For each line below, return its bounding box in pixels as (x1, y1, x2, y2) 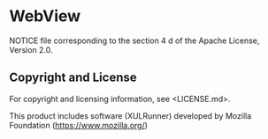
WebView (9, 6, 81, 26)
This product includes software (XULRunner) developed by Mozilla (9, 110, 252, 121)
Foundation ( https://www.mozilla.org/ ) (9, 120, 149, 130)
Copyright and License (9, 70, 137, 85)
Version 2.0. (9, 44, 53, 55)
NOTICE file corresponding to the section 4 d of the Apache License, (9, 35, 260, 46)
